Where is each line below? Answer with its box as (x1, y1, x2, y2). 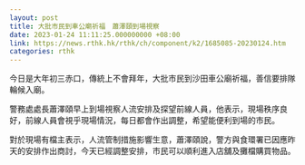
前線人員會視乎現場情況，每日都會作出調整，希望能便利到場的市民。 (25, 115, 280, 126)
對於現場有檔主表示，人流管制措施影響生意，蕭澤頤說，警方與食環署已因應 (9, 134, 288, 145)
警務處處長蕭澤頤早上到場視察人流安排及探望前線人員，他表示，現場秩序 (9, 103, 280, 114)
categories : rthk (9, 47, 75, 56)
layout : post (9, 13, 59, 23)
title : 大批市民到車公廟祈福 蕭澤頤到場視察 (9, 22, 161, 31)
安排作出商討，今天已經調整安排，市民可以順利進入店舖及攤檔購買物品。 (25, 146, 296, 157)
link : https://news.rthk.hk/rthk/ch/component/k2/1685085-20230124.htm (9, 38, 286, 48)
